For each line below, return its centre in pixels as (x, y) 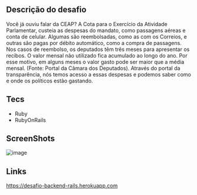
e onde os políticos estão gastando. (50, 81)
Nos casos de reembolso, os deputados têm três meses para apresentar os (98, 49)
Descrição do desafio (46, 10)
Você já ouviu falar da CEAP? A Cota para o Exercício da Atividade (87, 24)
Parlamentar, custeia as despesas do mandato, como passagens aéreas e (96, 30)
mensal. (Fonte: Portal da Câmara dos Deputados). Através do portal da (93, 68)
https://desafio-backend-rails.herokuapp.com (62, 186)
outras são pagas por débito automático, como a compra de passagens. (94, 43)
